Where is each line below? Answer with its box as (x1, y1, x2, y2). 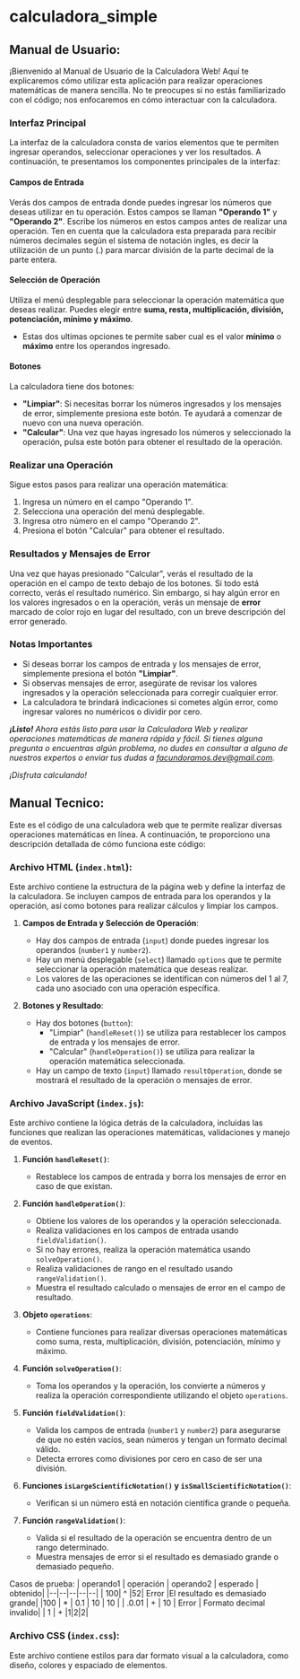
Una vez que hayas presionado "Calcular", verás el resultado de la (9, 568, 253, 579)
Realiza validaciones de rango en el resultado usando (35, 1264, 233, 1274)
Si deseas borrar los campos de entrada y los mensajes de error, (21, 658, 261, 669)
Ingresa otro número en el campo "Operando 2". (21, 516, 201, 527)
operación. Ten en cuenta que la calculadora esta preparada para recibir (9, 225, 277, 236)
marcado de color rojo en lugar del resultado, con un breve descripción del (9, 606, 286, 617)
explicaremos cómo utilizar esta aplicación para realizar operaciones (9, 75, 263, 86)
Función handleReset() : (21, 1154, 110, 1165)
